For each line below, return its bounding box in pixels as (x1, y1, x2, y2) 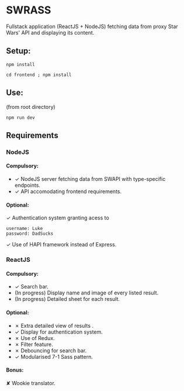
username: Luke (6, 226, 43, 232)
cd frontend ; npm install (6, 71, 72, 78)
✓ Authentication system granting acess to (6, 214, 109, 221)
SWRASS (6, 4, 51, 17)
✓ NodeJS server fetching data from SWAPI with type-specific (14, 176, 166, 183)
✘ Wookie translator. (6, 379, 55, 386)
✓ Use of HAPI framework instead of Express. (6, 241, 117, 248)
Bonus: (6, 366, 24, 373)
